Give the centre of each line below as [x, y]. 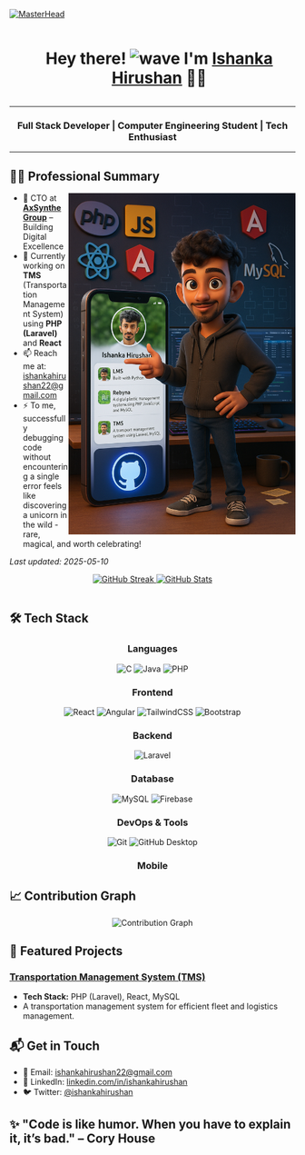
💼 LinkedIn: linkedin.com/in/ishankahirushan [105, 1082]
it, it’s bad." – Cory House [83, 1138]
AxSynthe [42, 208]
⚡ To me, [39, 405]
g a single [41, 476]
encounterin [45, 467]
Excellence [43, 246]
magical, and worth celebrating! [82, 544]
